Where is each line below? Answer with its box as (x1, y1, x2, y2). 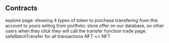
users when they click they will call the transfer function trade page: (5, 27, 147, 34)
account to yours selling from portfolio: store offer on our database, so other (5, 22, 164, 28)
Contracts (5, 4, 38, 12)
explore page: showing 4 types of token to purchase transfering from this (5, 17, 158, 23)
